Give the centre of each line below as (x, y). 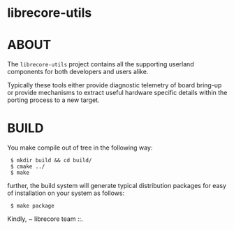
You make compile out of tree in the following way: (80, 148)
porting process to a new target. (53, 100)
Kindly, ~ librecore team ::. (45, 219)
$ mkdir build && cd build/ (51, 161)
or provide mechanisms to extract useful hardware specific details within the (117, 93)
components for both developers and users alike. (78, 72)
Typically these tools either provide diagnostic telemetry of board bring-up (115, 85)
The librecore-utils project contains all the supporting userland (101, 64)
